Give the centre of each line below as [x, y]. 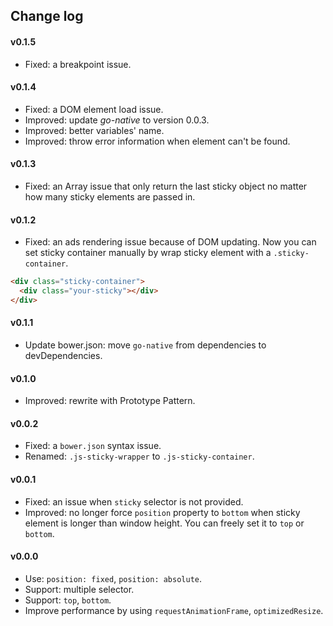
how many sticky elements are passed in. [110, 197]
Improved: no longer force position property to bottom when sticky [162, 512]
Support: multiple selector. [79, 589]
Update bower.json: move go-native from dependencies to [145, 345]
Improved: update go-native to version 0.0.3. [117, 120]
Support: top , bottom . [68, 600]
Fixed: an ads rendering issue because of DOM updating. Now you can [170, 242]
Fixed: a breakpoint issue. [78, 64]
